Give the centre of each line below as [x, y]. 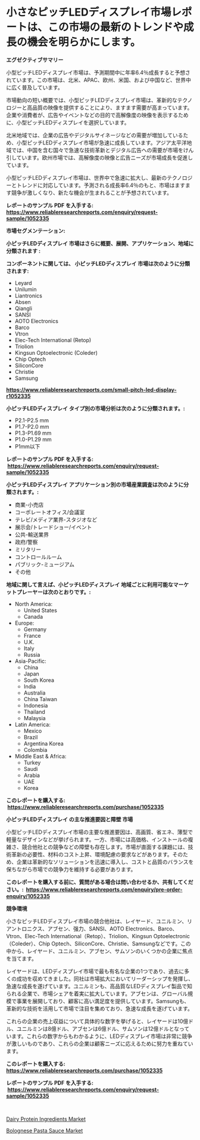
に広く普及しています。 [35, 87]
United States [40, 610]
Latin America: [32, 724]
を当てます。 [21, 958]
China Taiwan [40, 699]
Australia [35, 693]
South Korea [39, 680]
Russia [32, 654]
